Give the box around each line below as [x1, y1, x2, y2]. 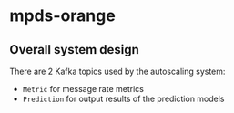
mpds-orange [9, 5, 116, 26]
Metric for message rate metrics [22, 84, 144, 94]
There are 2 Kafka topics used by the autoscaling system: [9, 66, 226, 77]
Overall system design [9, 42, 139, 57]
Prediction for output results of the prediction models [22, 93, 225, 104]
